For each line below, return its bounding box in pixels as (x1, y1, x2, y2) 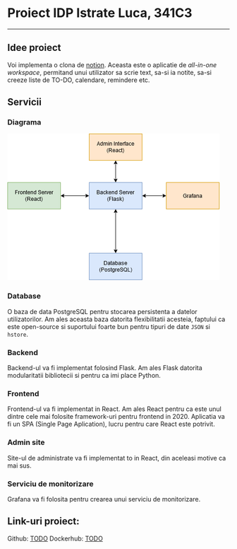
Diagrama (7, 117, 42, 127)
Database (7, 291, 41, 301)
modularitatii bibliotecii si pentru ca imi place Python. (7, 371, 161, 380)
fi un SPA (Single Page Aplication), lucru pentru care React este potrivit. (7, 420, 215, 429)
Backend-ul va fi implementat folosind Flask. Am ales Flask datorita (7, 364, 202, 372)
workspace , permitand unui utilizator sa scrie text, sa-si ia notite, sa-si (7, 68, 212, 76)
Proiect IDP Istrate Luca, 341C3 (7, 5, 193, 21)
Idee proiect (7, 42, 61, 54)
